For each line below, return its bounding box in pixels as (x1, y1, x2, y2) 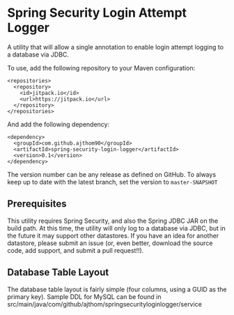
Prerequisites (7, 198, 67, 210)
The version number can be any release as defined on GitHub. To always (7, 170, 217, 179)
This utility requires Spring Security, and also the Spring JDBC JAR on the (7, 217, 219, 225)
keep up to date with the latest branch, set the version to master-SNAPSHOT (7, 177, 218, 186)
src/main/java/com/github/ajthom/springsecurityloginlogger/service (7, 300, 202, 308)
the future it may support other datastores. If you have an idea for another (7, 231, 219, 240)
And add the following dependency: (7, 120, 110, 129)
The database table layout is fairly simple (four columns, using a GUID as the (7, 285, 227, 293)
